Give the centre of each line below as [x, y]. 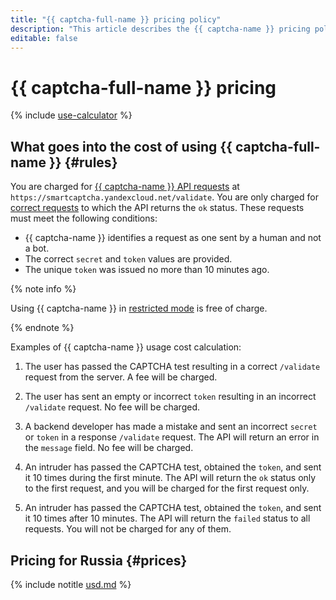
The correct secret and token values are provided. [128, 259]
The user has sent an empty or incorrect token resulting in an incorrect [170, 397]
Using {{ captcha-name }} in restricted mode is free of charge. [139, 308]
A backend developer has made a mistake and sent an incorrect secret [171, 427]
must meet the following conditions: [84, 218]
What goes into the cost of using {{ [121, 146]
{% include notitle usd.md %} [71, 584]
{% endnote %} [42, 328]
